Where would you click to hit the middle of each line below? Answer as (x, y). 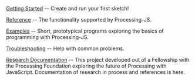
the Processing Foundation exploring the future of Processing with (86, 66)
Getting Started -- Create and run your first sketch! (68, 8)
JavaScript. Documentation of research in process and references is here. (95, 72)
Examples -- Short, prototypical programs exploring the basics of (85, 31)
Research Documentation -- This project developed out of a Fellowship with (98, 60)
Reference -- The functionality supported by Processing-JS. (79, 20)
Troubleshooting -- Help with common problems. (65, 48)
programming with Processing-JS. (48, 37)
